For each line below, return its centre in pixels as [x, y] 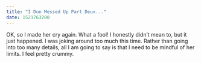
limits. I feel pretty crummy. [40, 53]
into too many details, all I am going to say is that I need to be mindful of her [101, 47]
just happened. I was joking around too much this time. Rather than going [97, 41]
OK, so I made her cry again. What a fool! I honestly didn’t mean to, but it [97, 34]
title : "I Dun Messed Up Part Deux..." [56, 12]
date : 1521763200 [28, 17]
